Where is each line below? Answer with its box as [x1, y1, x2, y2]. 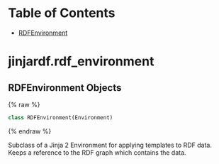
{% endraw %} [8, 126, 52, 136]
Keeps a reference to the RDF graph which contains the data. [8, 148, 186, 157]
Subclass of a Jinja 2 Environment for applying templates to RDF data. [8, 141, 212, 149]
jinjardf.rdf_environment [8, 53, 155, 70]
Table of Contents [8, 5, 116, 21]
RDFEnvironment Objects [8, 82, 122, 94]
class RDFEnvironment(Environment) [8, 114, 113, 121]
